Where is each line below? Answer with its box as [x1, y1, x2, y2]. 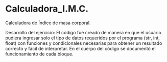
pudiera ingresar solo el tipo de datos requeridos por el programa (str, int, [5, 35, 160, 41]
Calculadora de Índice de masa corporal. [5, 20, 91, 26]
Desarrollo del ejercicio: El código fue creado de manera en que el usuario [5, 29, 162, 35]
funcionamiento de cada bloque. [5, 51, 74, 57]
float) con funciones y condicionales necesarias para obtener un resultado [5, 40, 162, 46]
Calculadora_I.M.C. [5, 3, 89, 15]
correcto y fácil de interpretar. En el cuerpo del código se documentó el [5, 45, 156, 51]
